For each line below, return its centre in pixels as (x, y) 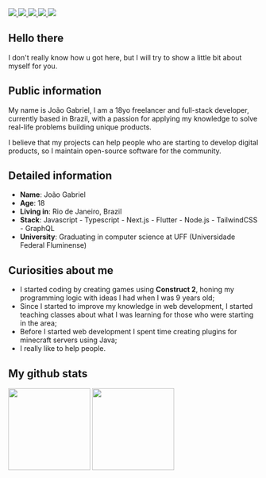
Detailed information (60, 176)
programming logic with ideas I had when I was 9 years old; (117, 298)
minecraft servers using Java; (68, 340)
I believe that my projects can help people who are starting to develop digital (133, 142)
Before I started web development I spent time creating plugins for (128, 332)
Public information (55, 91)
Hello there (36, 39)
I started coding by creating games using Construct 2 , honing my (127, 290)
